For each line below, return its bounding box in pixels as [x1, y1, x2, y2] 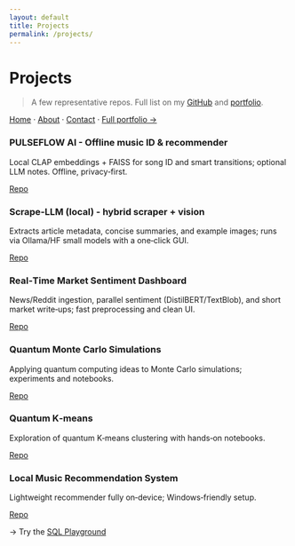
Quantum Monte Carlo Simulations [9, 344, 162, 356]
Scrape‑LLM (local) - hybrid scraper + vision [9, 205, 205, 218]
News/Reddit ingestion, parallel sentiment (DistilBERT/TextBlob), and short [9, 295, 282, 305]
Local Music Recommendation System [9, 471, 179, 484]
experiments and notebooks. [9, 373, 114, 384]
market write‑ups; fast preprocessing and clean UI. [9, 304, 195, 315]
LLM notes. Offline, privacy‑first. [9, 166, 128, 177]
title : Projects [9, 21, 69, 30]
